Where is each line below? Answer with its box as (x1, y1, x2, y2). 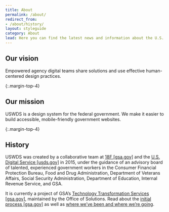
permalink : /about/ (5, 12, 47, 17)
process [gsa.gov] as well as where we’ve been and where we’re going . (5, 201, 154, 207)
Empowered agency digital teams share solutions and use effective (5, 68, 145, 74)
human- (146, 68, 163, 74)
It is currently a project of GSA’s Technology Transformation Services (5, 190, 149, 197)
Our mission (5, 97, 45, 106)
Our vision (5, 54, 39, 63)
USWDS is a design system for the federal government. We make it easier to (5, 111, 164, 117)
